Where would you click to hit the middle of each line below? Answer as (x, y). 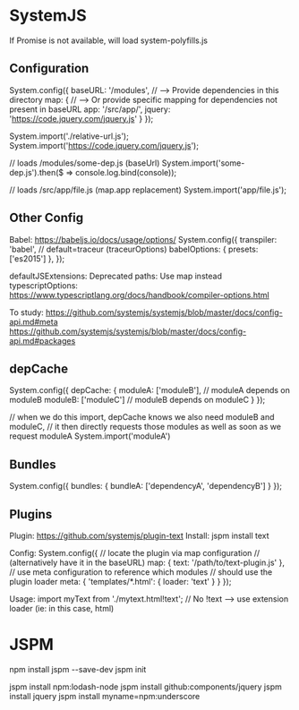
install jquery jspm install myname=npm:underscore (105, 696)
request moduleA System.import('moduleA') (90, 436)
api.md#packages (43, 340)
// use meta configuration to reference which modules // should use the (141, 572)
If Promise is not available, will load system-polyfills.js (109, 40)
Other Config (47, 218)
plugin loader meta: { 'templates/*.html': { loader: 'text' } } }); (120, 582)
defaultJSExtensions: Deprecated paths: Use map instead (115, 276)
